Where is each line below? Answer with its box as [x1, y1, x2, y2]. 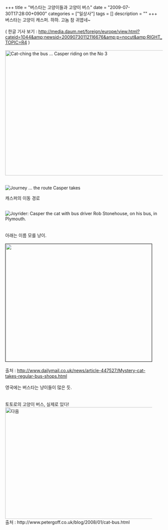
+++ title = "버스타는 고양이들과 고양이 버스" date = [5, 5, 107, 10]
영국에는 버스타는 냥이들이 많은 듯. [5, 384, 72, 390]
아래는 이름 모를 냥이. [5, 232, 46, 238]
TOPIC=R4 [5, 40, 27, 45]
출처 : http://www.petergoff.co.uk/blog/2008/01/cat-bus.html [5, 519, 130, 525]
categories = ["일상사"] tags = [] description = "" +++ [48, 11, 157, 17]
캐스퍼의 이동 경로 [5, 195, 40, 201]
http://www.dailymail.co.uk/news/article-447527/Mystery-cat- [16, 367, 146, 373]
